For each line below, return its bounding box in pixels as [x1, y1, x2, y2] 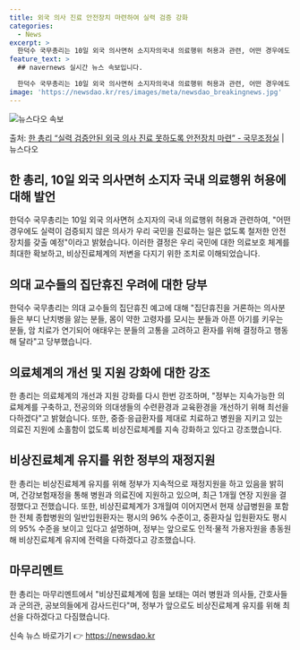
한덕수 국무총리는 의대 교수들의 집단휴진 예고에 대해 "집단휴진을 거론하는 [9, 302, 262, 314]
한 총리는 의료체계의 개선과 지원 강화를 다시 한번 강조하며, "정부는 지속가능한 [9, 391, 276, 402]
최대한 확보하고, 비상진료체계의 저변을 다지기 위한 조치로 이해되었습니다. [9, 248, 261, 259]
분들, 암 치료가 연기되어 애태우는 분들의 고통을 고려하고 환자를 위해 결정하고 [9, 325, 272, 336]
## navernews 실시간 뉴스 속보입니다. [17, 64, 143, 73]
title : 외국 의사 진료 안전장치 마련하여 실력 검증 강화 [9, 13, 189, 22]
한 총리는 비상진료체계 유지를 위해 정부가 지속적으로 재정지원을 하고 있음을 [9, 478, 268, 489]
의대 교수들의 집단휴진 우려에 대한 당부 [9, 277, 208, 292]
